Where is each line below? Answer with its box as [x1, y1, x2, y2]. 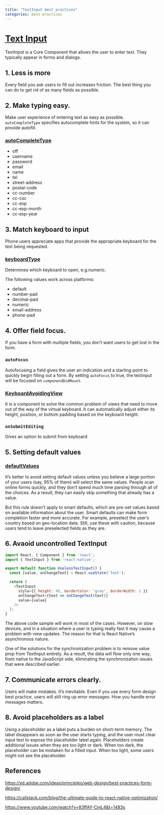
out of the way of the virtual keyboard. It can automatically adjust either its [5, 406, 155, 412]
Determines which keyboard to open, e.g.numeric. [5, 267, 106, 273]
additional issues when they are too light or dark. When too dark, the [5, 742, 143, 748]
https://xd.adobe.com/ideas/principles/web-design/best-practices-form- [5, 780, 153, 785]
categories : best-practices [5, 12, 63, 17]
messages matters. [5, 699, 44, 705]
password [12, 158, 33, 165]
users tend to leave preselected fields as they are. [5, 525, 106, 531]
